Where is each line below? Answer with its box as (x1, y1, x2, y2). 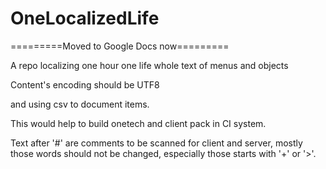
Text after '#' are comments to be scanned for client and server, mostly (10, 137, 303, 149)
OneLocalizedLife (10, 7, 160, 30)
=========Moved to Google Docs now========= (10, 40, 230, 52)
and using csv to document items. (10, 98, 150, 110)
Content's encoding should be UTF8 (10, 78, 160, 91)
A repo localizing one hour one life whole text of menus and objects (10, 59, 289, 71)
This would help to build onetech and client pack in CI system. (10, 117, 267, 129)
